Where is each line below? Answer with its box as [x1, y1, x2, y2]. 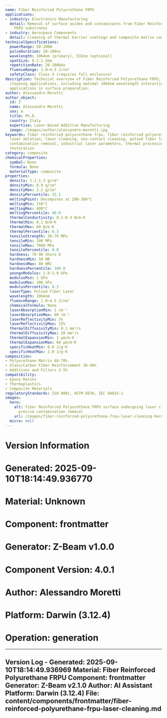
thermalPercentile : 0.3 [9, 229, 59, 234]
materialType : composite [9, 169, 61, 174]
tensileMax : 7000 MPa [9, 243, 55, 248]
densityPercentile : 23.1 [9, 192, 61, 197]
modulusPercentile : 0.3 [9, 284, 59, 290]
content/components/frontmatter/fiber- [5, 697, 132, 706]
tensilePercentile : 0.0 [9, 247, 59, 252]
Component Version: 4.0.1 [5, 564, 115, 575]
